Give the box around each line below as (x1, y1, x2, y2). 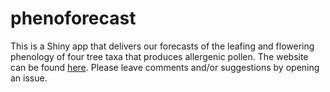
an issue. (10, 72, 48, 84)
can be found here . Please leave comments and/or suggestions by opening (10, 61, 320, 73)
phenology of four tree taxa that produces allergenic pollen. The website (10, 50, 309, 62)
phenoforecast (10, 7, 137, 30)
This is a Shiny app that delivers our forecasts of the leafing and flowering (10, 40, 315, 52)
